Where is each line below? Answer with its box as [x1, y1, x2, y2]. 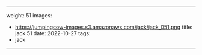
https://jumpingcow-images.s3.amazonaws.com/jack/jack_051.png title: [14, 23, 193, 30]
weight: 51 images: [6, 12, 52, 19]
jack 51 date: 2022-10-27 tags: [14, 30, 91, 36]
